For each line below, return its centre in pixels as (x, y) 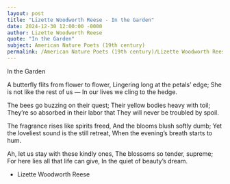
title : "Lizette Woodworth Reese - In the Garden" (81, 20)
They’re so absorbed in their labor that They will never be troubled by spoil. (113, 112)
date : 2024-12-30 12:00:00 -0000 (55, 26)
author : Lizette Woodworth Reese (55, 33)
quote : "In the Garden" (41, 39)
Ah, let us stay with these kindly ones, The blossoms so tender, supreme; (110, 153)
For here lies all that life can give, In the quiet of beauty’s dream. (98, 161)
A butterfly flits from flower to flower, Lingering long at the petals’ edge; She (115, 84)
